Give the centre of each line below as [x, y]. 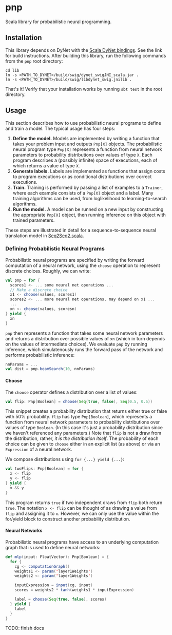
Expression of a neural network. [39, 449]
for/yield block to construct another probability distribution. [68, 519]
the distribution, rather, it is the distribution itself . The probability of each [82, 438]
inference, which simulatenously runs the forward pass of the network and [84, 349]
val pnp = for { [23, 280]
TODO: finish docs [25, 628]
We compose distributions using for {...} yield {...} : [65, 459]
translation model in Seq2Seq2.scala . [45, 236]
